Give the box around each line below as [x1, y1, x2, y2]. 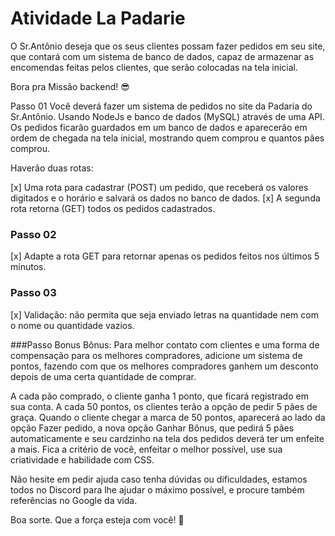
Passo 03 [10, 286, 57, 300]
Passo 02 [10, 227, 57, 241]
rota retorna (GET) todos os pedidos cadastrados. [10, 202, 216, 214]
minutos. [10, 261, 47, 273]
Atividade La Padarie [10, 7, 186, 30]
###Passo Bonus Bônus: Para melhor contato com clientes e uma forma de [10, 338, 320, 351]
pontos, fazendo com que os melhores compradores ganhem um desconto [10, 360, 319, 372]
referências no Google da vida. [10, 494, 138, 506]
